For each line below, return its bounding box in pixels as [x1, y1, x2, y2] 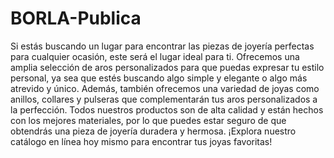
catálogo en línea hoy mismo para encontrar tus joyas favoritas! [10, 135, 273, 147]
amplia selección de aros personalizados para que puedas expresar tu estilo [10, 61, 325, 73]
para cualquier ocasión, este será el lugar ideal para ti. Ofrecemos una [10, 50, 300, 62]
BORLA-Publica [10, 7, 142, 30]
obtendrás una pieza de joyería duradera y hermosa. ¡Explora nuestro [10, 125, 297, 137]
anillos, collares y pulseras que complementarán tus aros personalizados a [10, 93, 318, 105]
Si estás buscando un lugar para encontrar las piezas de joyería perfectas [10, 40, 315, 52]
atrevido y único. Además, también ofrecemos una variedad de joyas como [10, 82, 320, 94]
